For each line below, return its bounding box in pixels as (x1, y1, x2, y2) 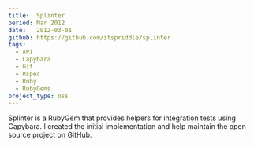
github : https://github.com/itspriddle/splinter (8, 33, 171, 42)
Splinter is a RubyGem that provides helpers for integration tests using (8, 113, 237, 123)
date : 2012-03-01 (8, 26, 73, 34)
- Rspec (15, 70, 41, 78)
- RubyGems (15, 84, 51, 93)
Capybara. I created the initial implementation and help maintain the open (8, 122, 246, 131)
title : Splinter (8, 11, 65, 20)
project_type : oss (8, 92, 69, 100)
